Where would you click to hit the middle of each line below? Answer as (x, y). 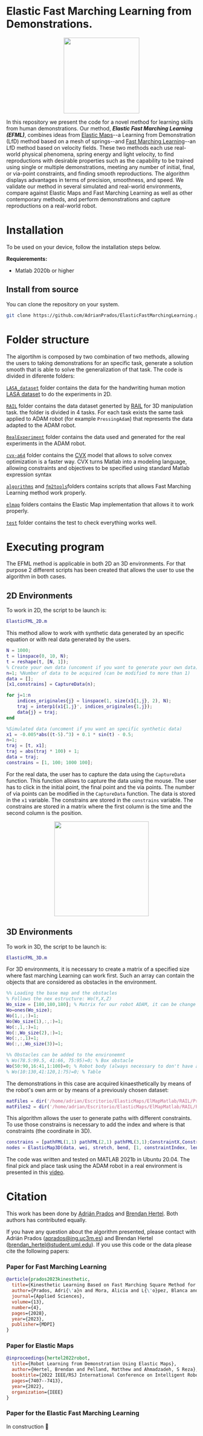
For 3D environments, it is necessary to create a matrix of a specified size (98, 969)
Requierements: (27, 258)
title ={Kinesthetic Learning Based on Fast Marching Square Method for (104, 1285)
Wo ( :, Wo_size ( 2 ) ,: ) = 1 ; (35, 1033)
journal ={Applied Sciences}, (48, 1297)
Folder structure (48, 339)
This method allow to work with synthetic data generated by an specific (95, 633)
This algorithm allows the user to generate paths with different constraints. (99, 1118)
